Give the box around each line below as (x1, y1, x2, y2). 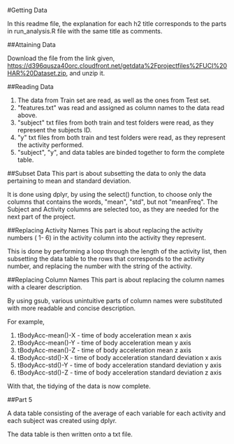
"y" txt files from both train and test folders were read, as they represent (17, 133, 226, 141)
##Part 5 (7, 396, 33, 403)
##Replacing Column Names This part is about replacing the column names (7, 276, 225, 284)
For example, (7, 318, 45, 326)
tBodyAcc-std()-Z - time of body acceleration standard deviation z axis (17, 368, 222, 377)
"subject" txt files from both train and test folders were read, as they (17, 118, 214, 127)
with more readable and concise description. (7, 304, 136, 312)
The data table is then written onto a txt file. (7, 430, 133, 438)
